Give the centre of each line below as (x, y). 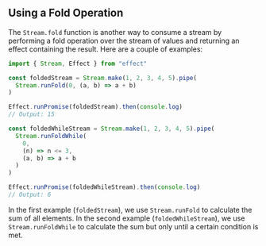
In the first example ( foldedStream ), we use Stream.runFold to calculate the (130, 209)
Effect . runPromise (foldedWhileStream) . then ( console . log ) (104, 187)
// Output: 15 (32, 114)
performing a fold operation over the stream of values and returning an (124, 40)
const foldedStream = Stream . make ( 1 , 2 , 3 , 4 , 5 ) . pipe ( (102, 78)
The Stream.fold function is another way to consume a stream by (115, 32)
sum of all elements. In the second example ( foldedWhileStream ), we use (127, 218)
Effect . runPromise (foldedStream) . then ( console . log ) (95, 107)
